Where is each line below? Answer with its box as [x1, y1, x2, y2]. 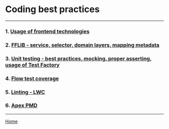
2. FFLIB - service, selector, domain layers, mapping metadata [5, 41, 160, 49]
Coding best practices [5, 4, 100, 15]
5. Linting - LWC [5, 89, 45, 96]
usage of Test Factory [5, 61, 60, 68]
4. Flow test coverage [5, 75, 59, 82]
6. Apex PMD [5, 102, 38, 109]
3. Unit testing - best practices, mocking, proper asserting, [5, 55, 152, 62]
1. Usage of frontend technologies [5, 28, 90, 35]
